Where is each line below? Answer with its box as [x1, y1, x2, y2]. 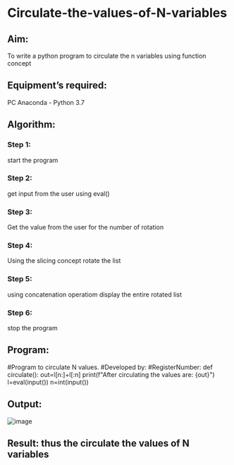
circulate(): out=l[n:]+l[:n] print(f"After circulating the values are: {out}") [7, 370, 215, 378]
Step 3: [7, 206, 33, 216]
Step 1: [7, 139, 31, 149]
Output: [7, 398, 42, 410]
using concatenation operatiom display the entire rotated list [7, 290, 182, 299]
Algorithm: [7, 118, 56, 131]
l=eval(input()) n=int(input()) [7, 378, 90, 386]
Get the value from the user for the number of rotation [7, 223, 164, 232]
